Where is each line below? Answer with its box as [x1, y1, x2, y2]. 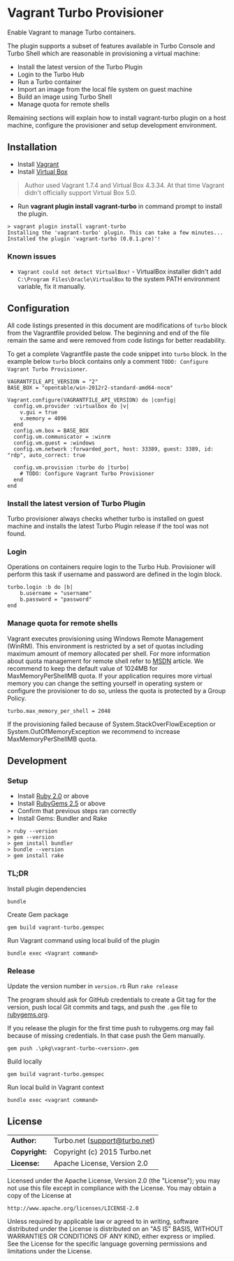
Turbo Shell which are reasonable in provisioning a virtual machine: [7, 49, 200, 57]
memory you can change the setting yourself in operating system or [7, 679, 203, 688]
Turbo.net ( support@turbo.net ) [53, 1136, 156, 1145]
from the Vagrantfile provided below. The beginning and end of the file [7, 328, 210, 337]
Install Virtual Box [17, 167, 68, 176]
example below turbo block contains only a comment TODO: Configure [7, 357, 209, 365]
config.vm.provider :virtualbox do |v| [13, 402, 130, 409]
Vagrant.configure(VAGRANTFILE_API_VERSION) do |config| [7, 396, 177, 404]
